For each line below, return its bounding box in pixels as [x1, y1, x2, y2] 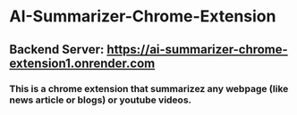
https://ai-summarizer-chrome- [106, 42, 288, 57]
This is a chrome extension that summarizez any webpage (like [9, 82, 289, 94]
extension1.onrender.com [9, 55, 156, 70]
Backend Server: [9, 42, 105, 57]
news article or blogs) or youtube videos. [9, 94, 192, 106]
